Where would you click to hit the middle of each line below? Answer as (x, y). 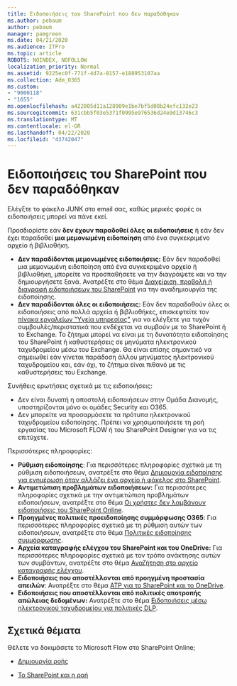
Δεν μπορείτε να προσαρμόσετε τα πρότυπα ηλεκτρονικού (104, 415)
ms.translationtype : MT (43, 119)
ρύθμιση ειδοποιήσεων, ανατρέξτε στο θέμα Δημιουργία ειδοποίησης (120, 472)
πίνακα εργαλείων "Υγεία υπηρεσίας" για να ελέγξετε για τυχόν (114, 319)
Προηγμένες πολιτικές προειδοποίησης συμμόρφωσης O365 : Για (117, 518)
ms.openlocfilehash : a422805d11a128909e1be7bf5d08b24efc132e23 (103, 106)
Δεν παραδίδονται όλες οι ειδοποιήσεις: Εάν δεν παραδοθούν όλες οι (124, 304)
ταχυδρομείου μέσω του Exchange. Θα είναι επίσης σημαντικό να (115, 350)
